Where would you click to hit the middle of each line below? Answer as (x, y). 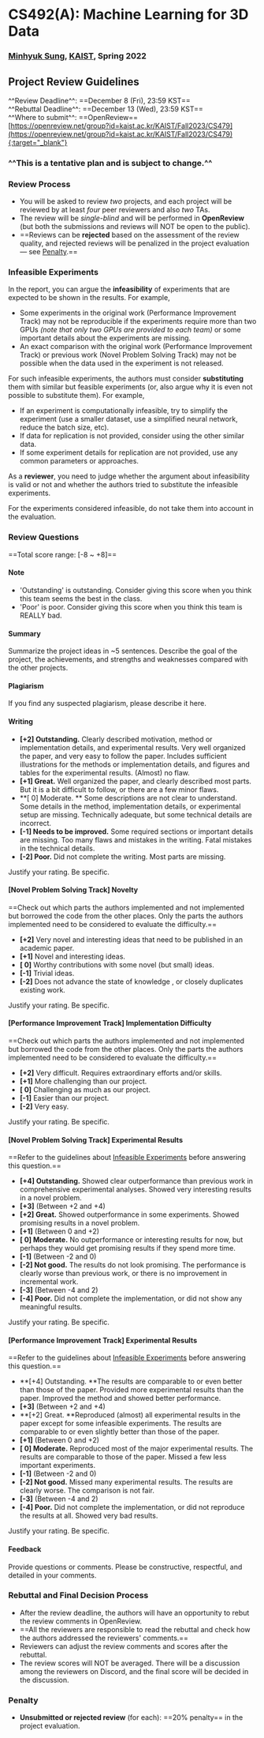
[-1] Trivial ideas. (47, 973)
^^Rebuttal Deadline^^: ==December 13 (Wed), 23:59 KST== (106, 109)
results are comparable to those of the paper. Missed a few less (123, 1457)
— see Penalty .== (48, 252)
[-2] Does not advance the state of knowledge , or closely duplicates (131, 982)
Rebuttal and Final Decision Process (78, 1595)
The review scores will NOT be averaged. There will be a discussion (130, 1663)
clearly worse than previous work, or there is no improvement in (123, 1274)
